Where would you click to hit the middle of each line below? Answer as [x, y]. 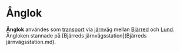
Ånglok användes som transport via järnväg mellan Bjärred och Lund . [90, 29]
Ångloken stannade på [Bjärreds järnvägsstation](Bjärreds [76, 35]
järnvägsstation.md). [31, 42]
